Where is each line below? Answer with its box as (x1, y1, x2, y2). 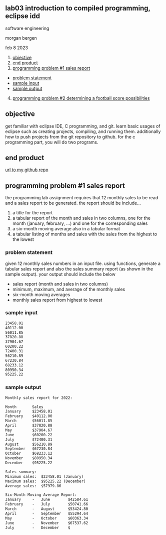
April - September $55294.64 (5, 511, 88, 516)
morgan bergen (5, 35, 37, 41)
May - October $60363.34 (5, 515, 88, 521)
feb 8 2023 (5, 45, 28, 51)
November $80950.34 (5, 456, 52, 461)
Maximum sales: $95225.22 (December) (5, 479, 86, 484)
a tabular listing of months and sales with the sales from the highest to (12, 231, 157, 237)
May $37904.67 (5, 428, 52, 433)
